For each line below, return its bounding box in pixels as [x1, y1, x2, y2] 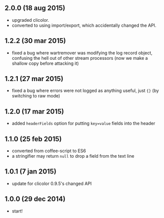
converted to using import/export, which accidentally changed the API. [11, 22, 157, 28]
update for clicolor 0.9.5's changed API [11, 180, 92, 186]
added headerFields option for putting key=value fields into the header [11, 121, 156, 127]
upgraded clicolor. [11, 17, 49, 23]
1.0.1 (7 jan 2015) [4, 168, 56, 176]
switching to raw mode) [11, 93, 60, 99]
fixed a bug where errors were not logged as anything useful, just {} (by [11, 87, 159, 93]
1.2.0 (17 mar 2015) [4, 107, 64, 116]
